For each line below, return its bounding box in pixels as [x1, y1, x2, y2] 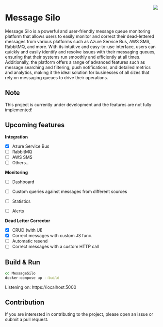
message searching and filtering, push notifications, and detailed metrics [5, 64, 151, 70]
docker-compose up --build [5, 275, 60, 280]
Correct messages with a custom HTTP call [12, 243, 99, 250]
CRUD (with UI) [12, 227, 43, 233]
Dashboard [12, 179, 34, 185]
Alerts [12, 208, 24, 214]
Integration [5, 134, 28, 139]
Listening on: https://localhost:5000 [5, 284, 77, 290]
